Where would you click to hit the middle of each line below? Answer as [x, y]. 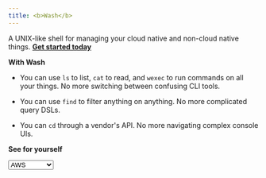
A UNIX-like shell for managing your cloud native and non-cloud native [124, 38]
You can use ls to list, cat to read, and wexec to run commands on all [131, 77]
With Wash [27, 62]
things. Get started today [50, 46]
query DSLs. [40, 110]
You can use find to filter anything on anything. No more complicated [133, 101]
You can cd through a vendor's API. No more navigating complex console [139, 125]
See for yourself [35, 149]
